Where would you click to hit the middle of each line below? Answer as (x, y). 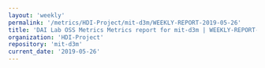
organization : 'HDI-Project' (56, 37)
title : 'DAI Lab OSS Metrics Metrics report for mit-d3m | (107, 30)
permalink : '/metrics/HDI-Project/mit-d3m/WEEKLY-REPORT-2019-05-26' (125, 23)
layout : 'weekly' (37, 15)
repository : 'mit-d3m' (45, 45)
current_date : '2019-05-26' (54, 52)
